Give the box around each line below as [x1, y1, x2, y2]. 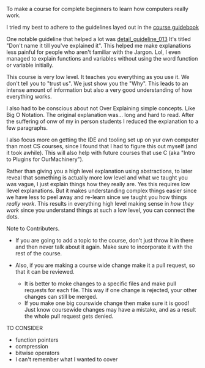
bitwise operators [15, 349, 60, 356]
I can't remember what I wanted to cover [15, 356, 118, 363]
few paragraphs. [6, 124, 48, 131]
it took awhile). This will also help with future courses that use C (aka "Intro [6, 149, 196, 156]
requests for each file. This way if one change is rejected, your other [24, 287, 197, 293]
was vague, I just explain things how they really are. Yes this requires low [6, 181, 190, 187]
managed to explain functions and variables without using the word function [6, 55, 198, 62]
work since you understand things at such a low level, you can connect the [6, 206, 195, 214]
